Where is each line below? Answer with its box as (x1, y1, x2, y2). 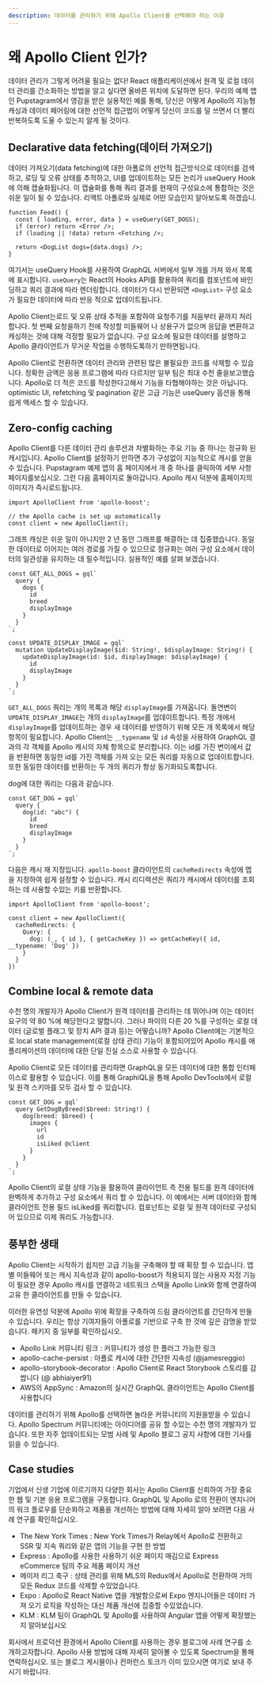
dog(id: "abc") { (22, 808, 80, 816)
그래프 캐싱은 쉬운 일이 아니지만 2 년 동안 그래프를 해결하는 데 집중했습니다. (8, 534, 240, 544)
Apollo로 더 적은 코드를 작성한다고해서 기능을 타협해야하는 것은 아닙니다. (25, 378, 248, 388)
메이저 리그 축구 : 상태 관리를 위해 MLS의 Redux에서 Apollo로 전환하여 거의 (19, 1571, 253, 1580)
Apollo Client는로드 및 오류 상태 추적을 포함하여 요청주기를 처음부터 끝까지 (8, 312, 238, 321)
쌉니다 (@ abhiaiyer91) (19, 1373, 93, 1382)
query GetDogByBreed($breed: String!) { (15, 1105, 150, 1113)
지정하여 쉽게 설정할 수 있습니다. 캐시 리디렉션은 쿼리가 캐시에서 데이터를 (16, 875, 240, 884)
